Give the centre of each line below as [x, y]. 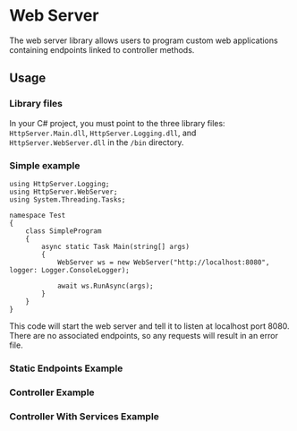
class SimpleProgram [64, 231]
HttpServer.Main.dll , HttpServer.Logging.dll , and [103, 133]
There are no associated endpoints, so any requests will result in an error [144, 335]
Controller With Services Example [84, 416]
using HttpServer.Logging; [59, 184]
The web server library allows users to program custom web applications [144, 40]
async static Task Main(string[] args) [116, 246]
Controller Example [52, 392]
